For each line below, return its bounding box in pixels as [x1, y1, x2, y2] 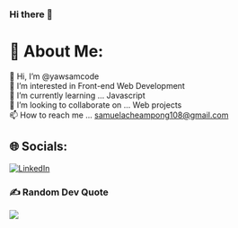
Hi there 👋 [9, 8, 54, 21]
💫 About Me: [9, 41, 104, 62]
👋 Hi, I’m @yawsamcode [9, 71, 100, 82]
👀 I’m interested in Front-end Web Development [9, 80, 186, 91]
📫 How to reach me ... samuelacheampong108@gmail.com [9, 110, 229, 120]
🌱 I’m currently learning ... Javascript [9, 90, 145, 101]
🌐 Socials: [9, 139, 68, 154]
